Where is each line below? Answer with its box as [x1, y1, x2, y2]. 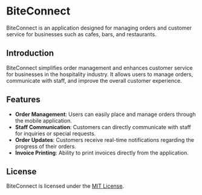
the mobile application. [15, 117, 73, 124]
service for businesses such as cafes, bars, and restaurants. [6, 30, 157, 37]
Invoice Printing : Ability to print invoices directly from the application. [15, 149, 189, 156]
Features [6, 95, 41, 105]
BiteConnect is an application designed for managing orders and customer [6, 24, 192, 31]
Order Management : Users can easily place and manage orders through [15, 110, 196, 118]
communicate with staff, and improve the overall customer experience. [6, 77, 183, 84]
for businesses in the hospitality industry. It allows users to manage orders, [6, 71, 194, 78]
